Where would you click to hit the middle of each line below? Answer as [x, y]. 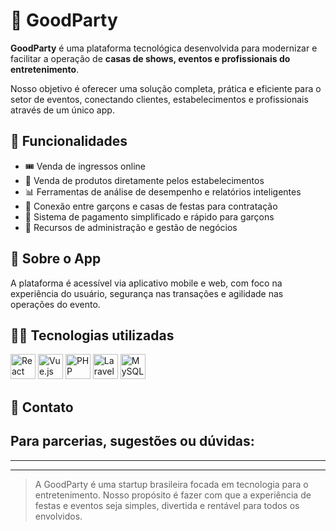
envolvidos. [58, 516]
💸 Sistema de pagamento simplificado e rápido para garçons [149, 216]
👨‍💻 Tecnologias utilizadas [92, 335]
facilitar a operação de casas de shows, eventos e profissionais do [150, 58]
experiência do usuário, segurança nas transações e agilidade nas [147, 293]
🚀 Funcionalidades [69, 141]
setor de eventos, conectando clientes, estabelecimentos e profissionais [159, 99]
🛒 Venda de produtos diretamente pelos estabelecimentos [144, 180]
